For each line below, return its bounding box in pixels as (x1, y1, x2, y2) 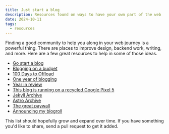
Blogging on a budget (12, 66, 58, 72)
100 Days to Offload (12, 71, 54, 77)
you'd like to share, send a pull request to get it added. (5, 123, 119, 129)
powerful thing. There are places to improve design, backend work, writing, (5, 45, 162, 51)
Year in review (12, 81, 42, 88)
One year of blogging (12, 76, 57, 82)
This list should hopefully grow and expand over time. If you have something (5, 118, 164, 124)
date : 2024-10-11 (5, 17, 42, 22)
